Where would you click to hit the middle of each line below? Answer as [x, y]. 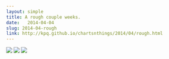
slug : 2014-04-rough [32, 28]
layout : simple [25, 12]
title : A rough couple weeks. [44, 17]
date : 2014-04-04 [30, 22]
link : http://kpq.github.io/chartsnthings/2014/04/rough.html [84, 34]
